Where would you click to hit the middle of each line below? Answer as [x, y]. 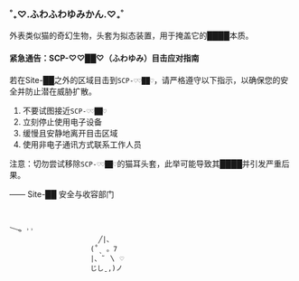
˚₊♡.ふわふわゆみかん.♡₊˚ [67, 14]
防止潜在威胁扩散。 [61, 91]
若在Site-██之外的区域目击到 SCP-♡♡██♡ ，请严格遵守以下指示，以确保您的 [145, 80]
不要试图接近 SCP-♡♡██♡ [65, 110]
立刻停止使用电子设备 [62, 122]
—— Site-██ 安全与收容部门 [62, 194]
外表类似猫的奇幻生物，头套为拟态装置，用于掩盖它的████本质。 [131, 36]
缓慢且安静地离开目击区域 [70, 133]
